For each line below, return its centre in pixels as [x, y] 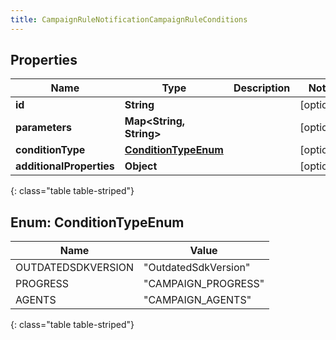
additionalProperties [65, 166]
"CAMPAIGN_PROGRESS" [204, 284]
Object [141, 166]
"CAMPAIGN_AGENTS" [197, 300]
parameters [43, 128]
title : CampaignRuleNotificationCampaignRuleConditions [129, 19]
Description [262, 88]
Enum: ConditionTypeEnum [97, 222]
